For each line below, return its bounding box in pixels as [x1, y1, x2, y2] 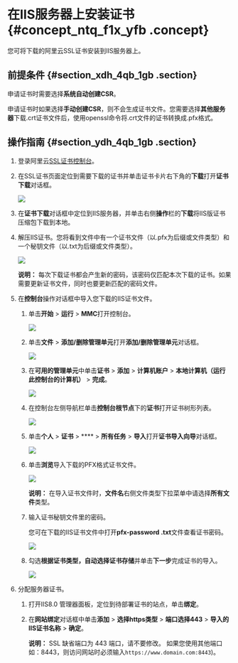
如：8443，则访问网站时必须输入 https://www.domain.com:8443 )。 [28, 647, 220, 656]
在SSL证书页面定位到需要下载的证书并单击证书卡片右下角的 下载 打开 [17, 171, 217, 180]
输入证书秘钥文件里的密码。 [28, 512, 110, 521]
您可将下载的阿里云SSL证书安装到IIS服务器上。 [7, 46, 145, 55]
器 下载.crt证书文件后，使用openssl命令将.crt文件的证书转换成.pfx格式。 [7, 113, 217, 122]
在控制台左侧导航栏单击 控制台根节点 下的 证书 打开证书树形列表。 [28, 403, 215, 412]
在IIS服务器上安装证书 [7, 6, 135, 23]
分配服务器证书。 [17, 584, 68, 593]
